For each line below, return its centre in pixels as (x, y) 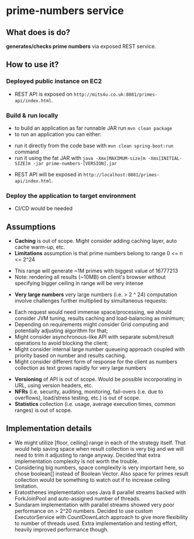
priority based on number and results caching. (70, 356)
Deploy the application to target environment (71, 196)
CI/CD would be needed (44, 208)
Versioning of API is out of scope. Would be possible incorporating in (98, 379)
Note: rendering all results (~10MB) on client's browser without (90, 277)
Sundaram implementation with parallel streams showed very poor (94, 505)
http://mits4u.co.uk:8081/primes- (116, 95)
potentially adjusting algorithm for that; (61, 331)
